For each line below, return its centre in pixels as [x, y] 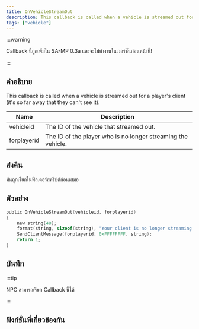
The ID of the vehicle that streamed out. [100, 127]
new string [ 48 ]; [37, 223]
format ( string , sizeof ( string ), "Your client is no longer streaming [105, 229]
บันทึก [15, 264]
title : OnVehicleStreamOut [39, 12]
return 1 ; [29, 240]
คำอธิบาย [19, 82]
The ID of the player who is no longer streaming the [117, 137]
